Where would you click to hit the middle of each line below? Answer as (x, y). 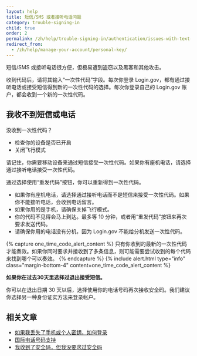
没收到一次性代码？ (29, 130)
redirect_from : (25, 45)
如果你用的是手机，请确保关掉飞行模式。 (63, 209)
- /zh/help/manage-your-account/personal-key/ (69, 50)
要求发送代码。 (33, 224)
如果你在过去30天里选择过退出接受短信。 (56, 277)
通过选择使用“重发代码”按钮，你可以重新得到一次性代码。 (75, 182)
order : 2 (17, 33)
